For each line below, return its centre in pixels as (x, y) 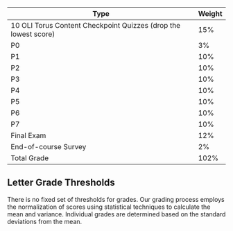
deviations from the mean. (45, 221)
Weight (210, 14)
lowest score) (33, 34)
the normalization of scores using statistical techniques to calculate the (109, 207)
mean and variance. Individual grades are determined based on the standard (116, 214)
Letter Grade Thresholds (61, 183)
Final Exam (28, 136)
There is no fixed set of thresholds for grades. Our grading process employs (116, 199)
